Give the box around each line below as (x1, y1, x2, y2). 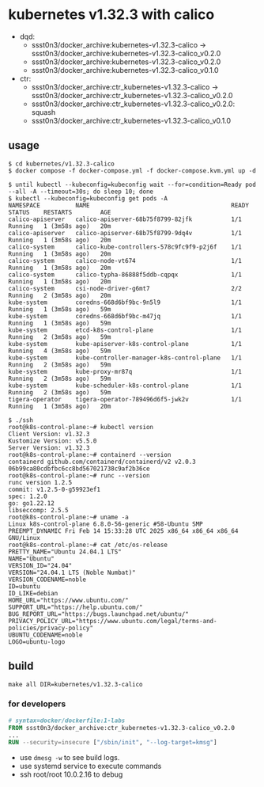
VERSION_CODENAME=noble (8, 576, 87, 584)
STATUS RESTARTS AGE (8, 208, 111, 216)
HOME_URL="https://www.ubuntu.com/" (8, 596, 129, 604)
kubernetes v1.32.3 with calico (8, 6, 215, 24)
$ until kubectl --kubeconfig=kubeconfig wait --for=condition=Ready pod (8, 181, 257, 188)
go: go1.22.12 (8, 499, 55, 508)
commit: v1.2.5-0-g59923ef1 (8, 485, 101, 493)
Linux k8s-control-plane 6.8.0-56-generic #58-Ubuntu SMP (8, 520, 203, 528)
